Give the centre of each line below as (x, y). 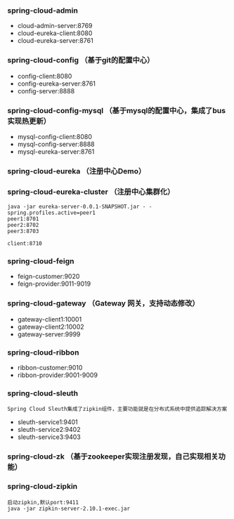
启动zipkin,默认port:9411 (43, 502)
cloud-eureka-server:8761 (55, 41)
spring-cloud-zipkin (43, 487)
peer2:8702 (23, 225)
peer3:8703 (23, 231)
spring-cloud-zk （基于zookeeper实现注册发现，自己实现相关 (113, 456)
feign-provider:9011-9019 (54, 284)
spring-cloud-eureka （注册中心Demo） (77, 171)
